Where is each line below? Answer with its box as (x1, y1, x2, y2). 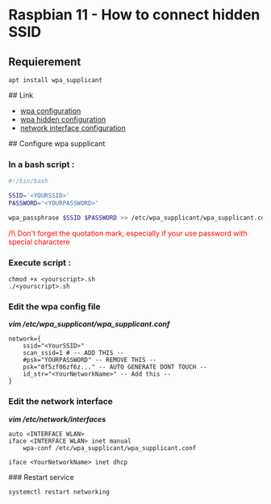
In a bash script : (8, 159, 75, 170)
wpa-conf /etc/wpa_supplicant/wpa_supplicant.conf (23, 444, 197, 452)
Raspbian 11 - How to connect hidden (8, 6, 261, 24)
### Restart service (8, 472, 74, 481)
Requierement (8, 55, 81, 69)
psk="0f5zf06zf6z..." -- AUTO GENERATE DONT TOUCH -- (23, 363, 207, 372)
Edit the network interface (8, 396, 113, 407)
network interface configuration (19, 123, 127, 132)
